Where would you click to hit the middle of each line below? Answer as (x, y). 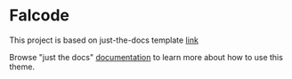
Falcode (39, 16)
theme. (22, 67)
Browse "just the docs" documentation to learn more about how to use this (146, 57)
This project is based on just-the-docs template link (104, 40)
